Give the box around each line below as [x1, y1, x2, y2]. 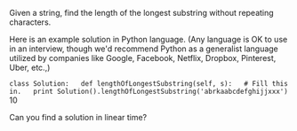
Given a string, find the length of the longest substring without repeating [9, 8, 274, 18]
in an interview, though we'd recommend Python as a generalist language [9, 43, 278, 54]
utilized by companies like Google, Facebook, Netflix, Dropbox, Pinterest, [9, 53, 277, 63]
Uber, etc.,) [9, 62, 51, 73]
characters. [9, 17, 52, 27]
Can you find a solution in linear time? [9, 112, 148, 122]
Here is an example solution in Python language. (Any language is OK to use [9, 35, 288, 44]
